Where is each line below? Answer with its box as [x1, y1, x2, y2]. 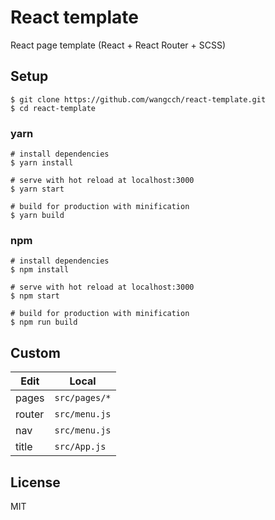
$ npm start [10, 291, 60, 301]
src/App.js [54, 441, 107, 453]
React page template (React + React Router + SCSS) [10, 39, 227, 51]
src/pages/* [54, 392, 112, 404]
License [10, 474, 61, 491]
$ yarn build [10, 211, 65, 221]
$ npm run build [10, 317, 78, 328]
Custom [10, 344, 61, 361]
